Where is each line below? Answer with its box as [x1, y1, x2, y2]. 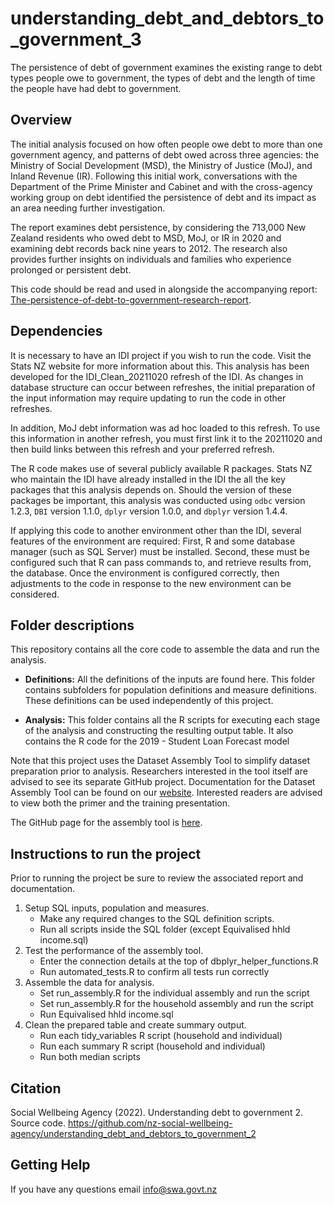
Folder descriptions [10, 617, 135, 634]
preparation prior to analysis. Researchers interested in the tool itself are [10, 765, 308, 777]
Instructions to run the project [10, 845, 202, 862]
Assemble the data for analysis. [24, 977, 155, 989]
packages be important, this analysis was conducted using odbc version [10, 494, 306, 506]
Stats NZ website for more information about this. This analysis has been [10, 360, 310, 372]
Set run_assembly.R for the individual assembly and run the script [39, 987, 310, 999]
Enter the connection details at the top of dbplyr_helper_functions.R [39, 955, 319, 967]
